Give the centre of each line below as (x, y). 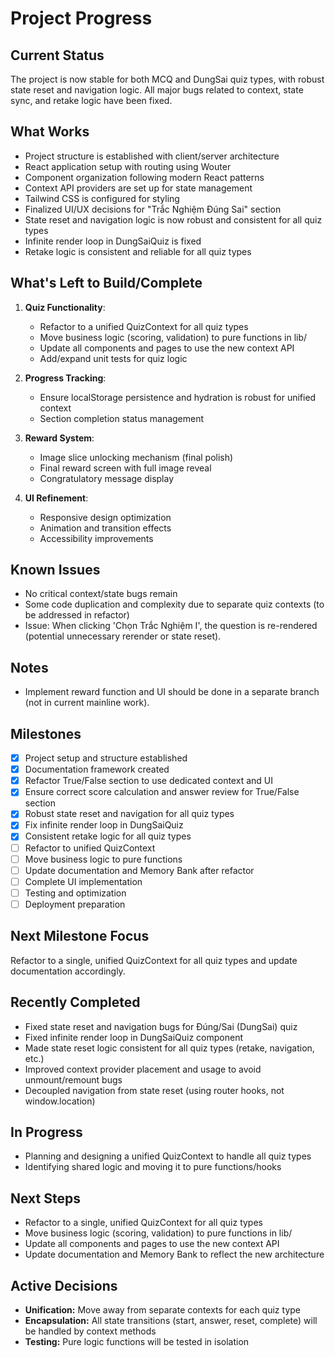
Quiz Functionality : (65, 307)
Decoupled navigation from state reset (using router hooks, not (154, 1090)
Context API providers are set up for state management (138, 188)
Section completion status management (122, 418)
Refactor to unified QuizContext (90, 848)
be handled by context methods (90, 1331)
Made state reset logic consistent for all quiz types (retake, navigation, (169, 1048)
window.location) (60, 1101)
